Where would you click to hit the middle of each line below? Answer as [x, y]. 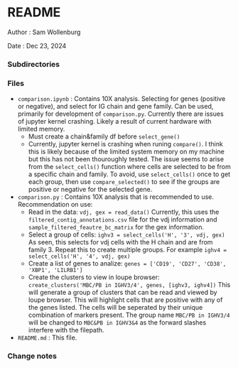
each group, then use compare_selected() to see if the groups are [124, 182]
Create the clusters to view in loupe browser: [94, 277]
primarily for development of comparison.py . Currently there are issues [120, 114]
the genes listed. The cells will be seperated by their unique [115, 308]
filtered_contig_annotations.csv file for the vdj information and [123, 220]
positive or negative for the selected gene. [90, 190]
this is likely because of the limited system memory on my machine [126, 152]
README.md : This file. [47, 337]
